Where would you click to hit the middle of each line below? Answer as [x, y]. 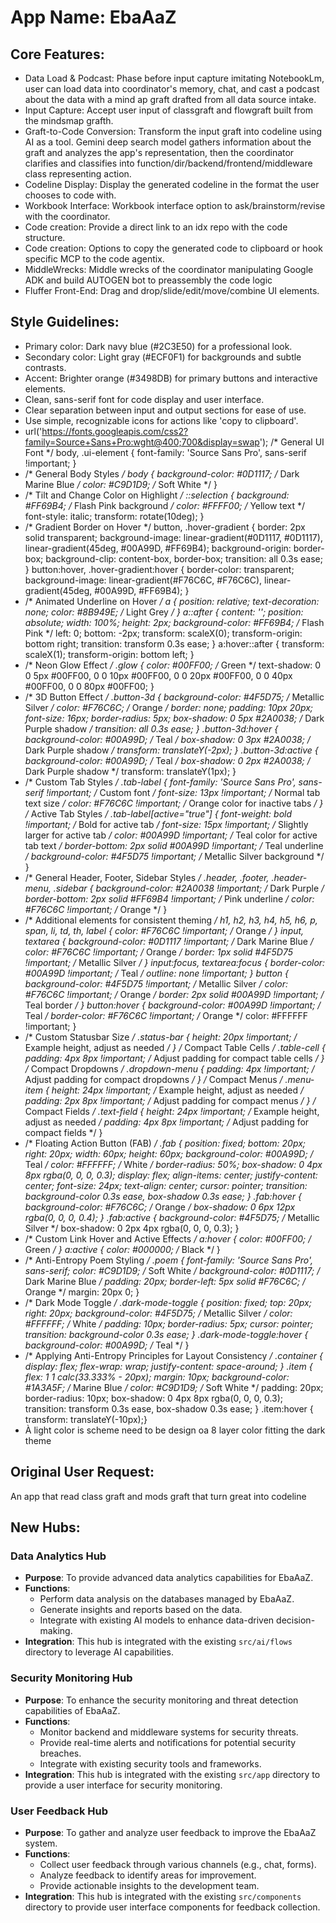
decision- [296, 1620]
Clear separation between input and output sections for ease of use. [165, 410]
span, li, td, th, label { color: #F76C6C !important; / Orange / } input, [164, 930]
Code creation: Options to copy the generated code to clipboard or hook [173, 248]
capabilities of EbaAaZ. [72, 1710]
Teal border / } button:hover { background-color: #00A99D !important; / [173, 1005]
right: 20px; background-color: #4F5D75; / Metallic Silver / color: [158, 1313]
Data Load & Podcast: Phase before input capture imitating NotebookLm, [174, 78]
